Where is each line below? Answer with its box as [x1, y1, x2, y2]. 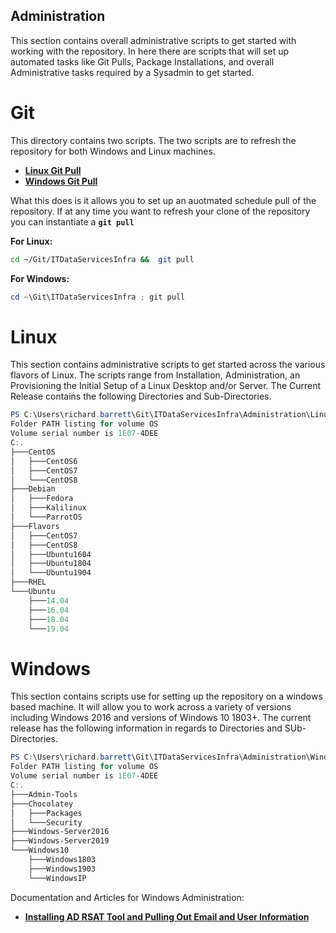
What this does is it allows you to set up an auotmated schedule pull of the [10, 194, 317, 206]
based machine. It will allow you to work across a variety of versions [10, 701, 292, 713]
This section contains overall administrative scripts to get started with [10, 34, 297, 46]
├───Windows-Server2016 [10, 827, 110, 837]
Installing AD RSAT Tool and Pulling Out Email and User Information [24, 910, 310, 923]
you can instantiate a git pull [10, 215, 135, 228]
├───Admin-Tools [10, 789, 78, 799]
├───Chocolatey [10, 799, 74, 809]
